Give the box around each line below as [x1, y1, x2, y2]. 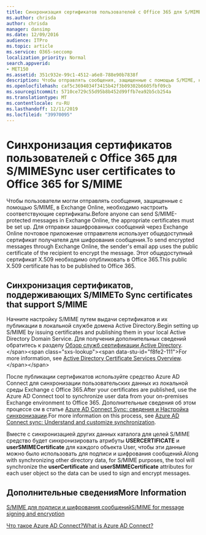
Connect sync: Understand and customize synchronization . [6, 419, 156, 426]
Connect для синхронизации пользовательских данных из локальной [6, 379, 188, 387]
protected [6, 217, 31, 224]
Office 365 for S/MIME [6, 177, 123, 191]
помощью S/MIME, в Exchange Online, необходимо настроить [6, 203, 168, 211]
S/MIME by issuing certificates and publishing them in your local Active [6, 328, 186, 336]
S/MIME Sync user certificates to [6, 164, 176, 178]
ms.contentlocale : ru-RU [6, 100, 70, 106]
